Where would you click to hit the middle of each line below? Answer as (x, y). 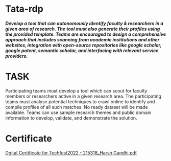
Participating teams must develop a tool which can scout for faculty (76, 90)
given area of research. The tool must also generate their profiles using (83, 29)
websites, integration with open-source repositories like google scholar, (83, 45)
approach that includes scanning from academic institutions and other (82, 39)
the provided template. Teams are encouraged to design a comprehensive (86, 34)
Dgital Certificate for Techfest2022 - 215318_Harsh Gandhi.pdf (71, 153)
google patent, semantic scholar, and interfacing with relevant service (82, 50)
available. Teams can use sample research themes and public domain (78, 112)
